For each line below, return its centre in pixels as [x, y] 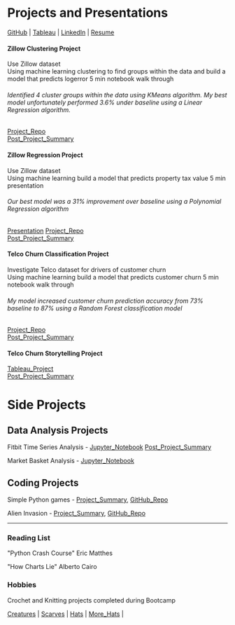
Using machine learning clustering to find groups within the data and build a [116, 71]
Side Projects [47, 405]
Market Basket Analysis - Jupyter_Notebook [71, 461]
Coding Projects [43, 482]
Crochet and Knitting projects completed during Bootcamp [92, 600]
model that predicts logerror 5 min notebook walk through [91, 79]
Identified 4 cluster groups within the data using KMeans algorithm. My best [117, 95]
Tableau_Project [30, 369]
